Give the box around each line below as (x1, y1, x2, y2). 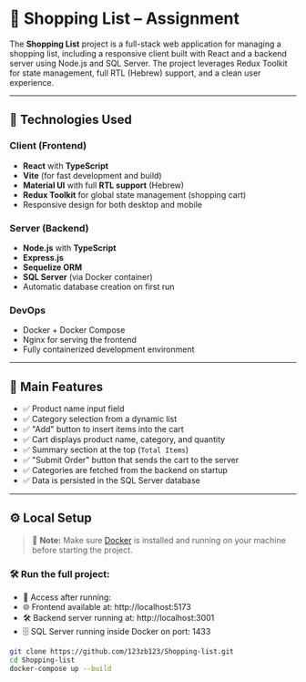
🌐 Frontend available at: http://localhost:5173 (22, 602, 191, 613)
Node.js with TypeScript (22, 242, 117, 253)
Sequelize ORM (22, 262, 83, 273)
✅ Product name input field (22, 403, 125, 414)
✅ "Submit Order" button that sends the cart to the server (22, 455, 240, 466)
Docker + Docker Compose (22, 325, 126, 336)
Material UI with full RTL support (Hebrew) (22, 180, 185, 191)
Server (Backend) (9, 222, 89, 234)
